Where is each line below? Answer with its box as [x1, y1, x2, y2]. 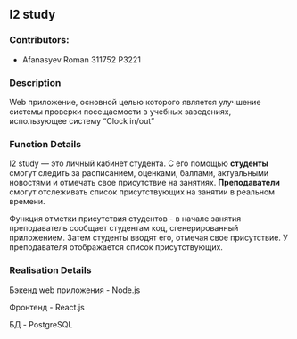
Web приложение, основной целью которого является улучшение [9, 96, 261, 107]
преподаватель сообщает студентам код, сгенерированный [9, 223, 239, 234]
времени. [9, 196, 46, 207]
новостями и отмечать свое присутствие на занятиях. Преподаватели [9, 178, 281, 188]
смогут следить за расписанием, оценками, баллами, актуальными [9, 168, 269, 178]
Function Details [9, 137, 82, 150]
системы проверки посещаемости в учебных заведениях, [9, 106, 232, 117]
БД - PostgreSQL [9, 318, 73, 329]
